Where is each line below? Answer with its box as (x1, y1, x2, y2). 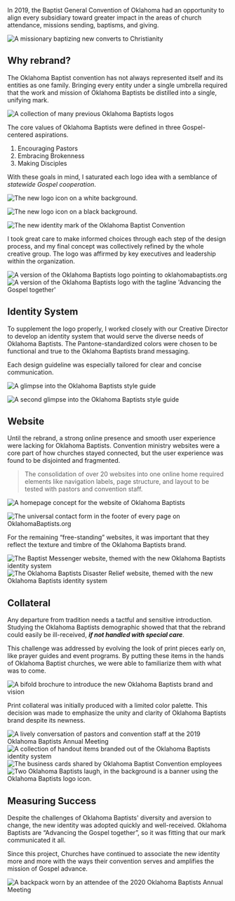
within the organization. (7, 256, 76, 265)
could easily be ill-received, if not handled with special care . (7, 631, 184, 639)
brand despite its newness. (7, 716, 86, 725)
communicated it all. (7, 836, 66, 845)
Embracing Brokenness (17, 151, 85, 160)
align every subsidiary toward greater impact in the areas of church (7, 13, 202, 22)
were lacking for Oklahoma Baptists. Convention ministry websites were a (7, 442, 220, 450)
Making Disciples (17, 159, 67, 167)
